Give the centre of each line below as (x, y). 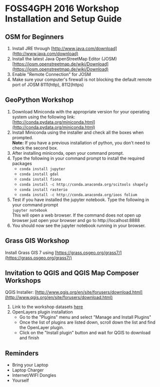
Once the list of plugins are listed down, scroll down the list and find (87, 322)
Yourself (20, 381)
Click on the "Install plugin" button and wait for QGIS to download (85, 333)
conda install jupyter (42, 169)
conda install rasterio (44, 190)
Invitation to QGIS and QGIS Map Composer (72, 273)
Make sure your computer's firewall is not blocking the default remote (82, 79)
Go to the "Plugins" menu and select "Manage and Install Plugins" (85, 317)
